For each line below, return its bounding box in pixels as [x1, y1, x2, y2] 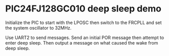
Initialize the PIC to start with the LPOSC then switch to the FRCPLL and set [5, 19, 162, 25]
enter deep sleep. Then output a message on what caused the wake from [5, 39, 158, 45]
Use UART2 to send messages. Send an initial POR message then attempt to [5, 34, 164, 40]
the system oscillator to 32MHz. [5, 24, 72, 30]
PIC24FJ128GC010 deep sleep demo [5, 3, 162, 14]
